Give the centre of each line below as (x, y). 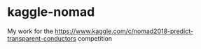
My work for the (30, 31)
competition (95, 38)
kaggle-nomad (51, 12)
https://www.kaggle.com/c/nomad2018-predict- (124, 31)
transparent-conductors (42, 38)
